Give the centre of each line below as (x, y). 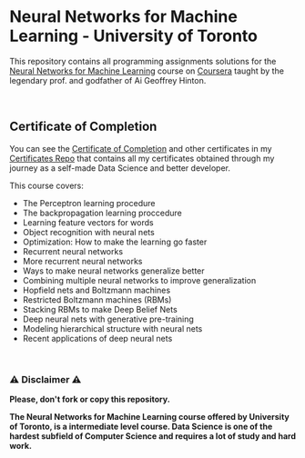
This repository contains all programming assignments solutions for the (143, 61)
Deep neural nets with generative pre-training (108, 319)
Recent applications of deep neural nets (97, 338)
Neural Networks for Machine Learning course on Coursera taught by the (147, 71)
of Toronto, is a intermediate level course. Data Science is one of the (141, 427)
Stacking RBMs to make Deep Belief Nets (100, 309)
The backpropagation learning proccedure (102, 213)
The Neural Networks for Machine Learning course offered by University (149, 417)
